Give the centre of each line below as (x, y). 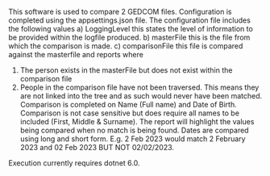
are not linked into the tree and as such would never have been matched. (141, 96)
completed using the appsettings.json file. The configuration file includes (130, 20)
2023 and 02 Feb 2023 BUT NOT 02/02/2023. (97, 147)
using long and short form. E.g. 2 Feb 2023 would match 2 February (133, 139)
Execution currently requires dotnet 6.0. (74, 163)
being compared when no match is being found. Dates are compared (134, 130)
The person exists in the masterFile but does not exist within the (126, 70)
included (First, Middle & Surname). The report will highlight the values (137, 122)
